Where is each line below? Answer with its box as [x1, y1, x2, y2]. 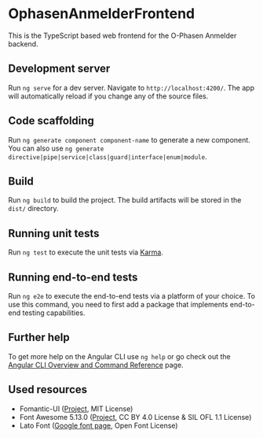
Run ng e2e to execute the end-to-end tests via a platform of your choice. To [8, 291, 256, 300]
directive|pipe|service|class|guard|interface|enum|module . [8, 151, 207, 161]
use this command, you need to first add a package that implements [8, 300, 228, 309]
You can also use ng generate [8, 143, 104, 153]
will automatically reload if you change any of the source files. [8, 91, 209, 101]
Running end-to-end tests [8, 270, 138, 284]
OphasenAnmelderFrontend [8, 5, 195, 23]
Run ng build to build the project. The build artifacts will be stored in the [8, 195, 242, 205]
